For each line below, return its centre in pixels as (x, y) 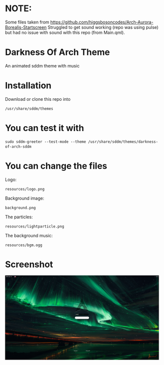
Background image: (25, 198)
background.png (20, 208)
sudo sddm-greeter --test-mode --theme (46, 142)
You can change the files (56, 166)
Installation (28, 86)
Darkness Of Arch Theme (58, 52)
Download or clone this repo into (38, 99)
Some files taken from (27, 22)
